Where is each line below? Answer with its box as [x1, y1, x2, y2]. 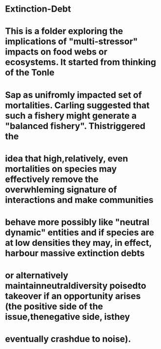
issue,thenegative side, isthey [5, 312, 130, 322]
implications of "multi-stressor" [5, 36, 138, 47]
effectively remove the [5, 174, 99, 184]
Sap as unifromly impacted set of [5, 89, 142, 100]
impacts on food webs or [5, 46, 108, 57]
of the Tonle [5, 67, 55, 78]
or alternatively [5, 270, 68, 281]
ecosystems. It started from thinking [5, 57, 156, 68]
